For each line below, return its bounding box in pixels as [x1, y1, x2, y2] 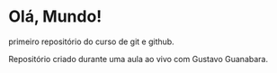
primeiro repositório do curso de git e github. [8, 36, 174, 47]
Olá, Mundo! [8, 6, 103, 27]
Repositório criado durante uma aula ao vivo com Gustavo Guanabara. [8, 53, 269, 64]
